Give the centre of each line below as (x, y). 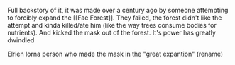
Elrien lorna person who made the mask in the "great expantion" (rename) (115, 54)
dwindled (21, 40)
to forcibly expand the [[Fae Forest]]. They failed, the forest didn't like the (115, 18)
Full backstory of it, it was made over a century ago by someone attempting (118, 10)
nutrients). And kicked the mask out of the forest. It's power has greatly (112, 32)
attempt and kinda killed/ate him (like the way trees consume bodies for (112, 25)
